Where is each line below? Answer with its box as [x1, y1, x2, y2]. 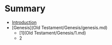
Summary [4, 3, 45, 14]
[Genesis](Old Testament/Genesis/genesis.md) [11, 24, 108, 30]
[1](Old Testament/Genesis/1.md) [19, 30, 86, 36]
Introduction [11, 19, 37, 25]
